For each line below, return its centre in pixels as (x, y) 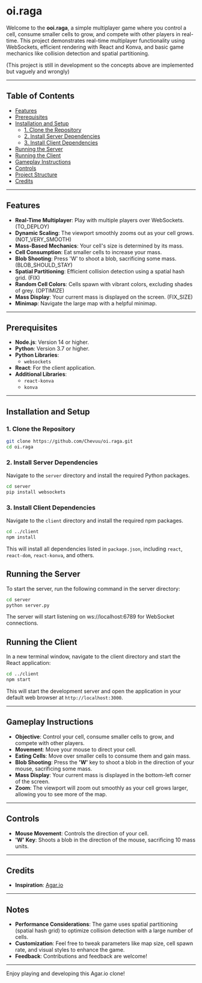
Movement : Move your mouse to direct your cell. (75, 749)
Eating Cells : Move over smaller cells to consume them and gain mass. (103, 756)
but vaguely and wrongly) (38, 71)
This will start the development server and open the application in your (94, 691)
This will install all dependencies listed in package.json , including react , (94, 549)
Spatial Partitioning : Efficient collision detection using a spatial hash (100, 271)
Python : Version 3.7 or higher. (52, 349)
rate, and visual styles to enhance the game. (70, 950)
